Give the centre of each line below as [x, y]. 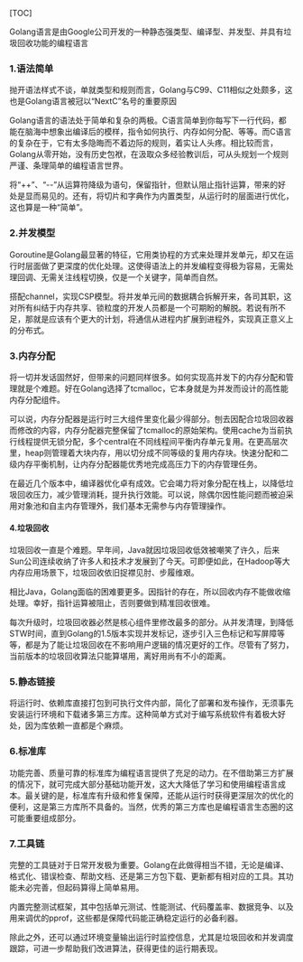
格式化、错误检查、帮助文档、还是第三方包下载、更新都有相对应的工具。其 [147, 876]
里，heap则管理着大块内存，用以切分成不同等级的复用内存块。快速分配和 [145, 453]
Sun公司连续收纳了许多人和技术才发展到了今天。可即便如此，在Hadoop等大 [150, 561]
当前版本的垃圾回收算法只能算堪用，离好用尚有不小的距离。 [120, 656]
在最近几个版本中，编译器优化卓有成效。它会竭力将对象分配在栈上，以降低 [147, 483]
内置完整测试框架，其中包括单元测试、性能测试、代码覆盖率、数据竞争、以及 [151, 906]
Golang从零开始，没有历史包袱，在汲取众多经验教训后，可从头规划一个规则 [149, 154]
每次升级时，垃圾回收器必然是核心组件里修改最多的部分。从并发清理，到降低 [151, 622]
